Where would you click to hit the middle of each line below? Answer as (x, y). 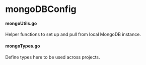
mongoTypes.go (23, 45)
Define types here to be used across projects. (53, 57)
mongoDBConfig (41, 9)
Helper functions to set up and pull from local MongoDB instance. (73, 34)
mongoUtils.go (21, 23)
